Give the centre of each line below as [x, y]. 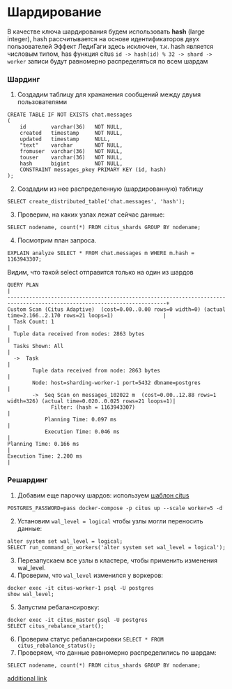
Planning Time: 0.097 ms [80, 420]
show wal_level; [31, 594]
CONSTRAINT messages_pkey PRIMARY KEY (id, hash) [93, 170]
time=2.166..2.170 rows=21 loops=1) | [87, 316]
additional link [27, 678]
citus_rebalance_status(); [56, 646]
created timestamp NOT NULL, [71, 133]
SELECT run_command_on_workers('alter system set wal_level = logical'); [117, 547]
